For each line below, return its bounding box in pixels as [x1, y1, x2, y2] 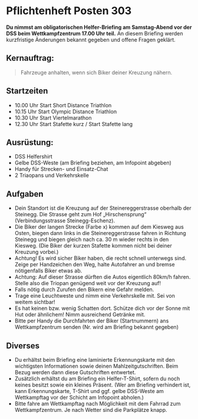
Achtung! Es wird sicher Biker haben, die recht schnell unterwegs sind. [14, 255, 187, 262]
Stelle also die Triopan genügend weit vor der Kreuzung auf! [14, 280, 161, 287]
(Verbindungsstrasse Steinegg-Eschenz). [14, 217, 115, 225]
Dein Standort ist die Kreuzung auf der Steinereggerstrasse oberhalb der [14, 204, 192, 212]
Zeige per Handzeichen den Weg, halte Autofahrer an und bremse [14, 261, 175, 268]
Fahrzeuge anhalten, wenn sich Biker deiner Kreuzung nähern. [20, 69, 173, 76]
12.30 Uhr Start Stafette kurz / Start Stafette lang [14, 120, 133, 127]
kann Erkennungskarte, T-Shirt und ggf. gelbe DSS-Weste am [14, 388, 164, 394]
